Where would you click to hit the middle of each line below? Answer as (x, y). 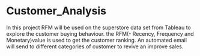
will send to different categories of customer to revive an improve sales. (95, 46)
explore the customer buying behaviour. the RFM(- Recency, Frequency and (100, 33)
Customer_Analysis (56, 11)
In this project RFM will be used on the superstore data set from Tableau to (98, 27)
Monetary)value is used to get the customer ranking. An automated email (97, 40)
